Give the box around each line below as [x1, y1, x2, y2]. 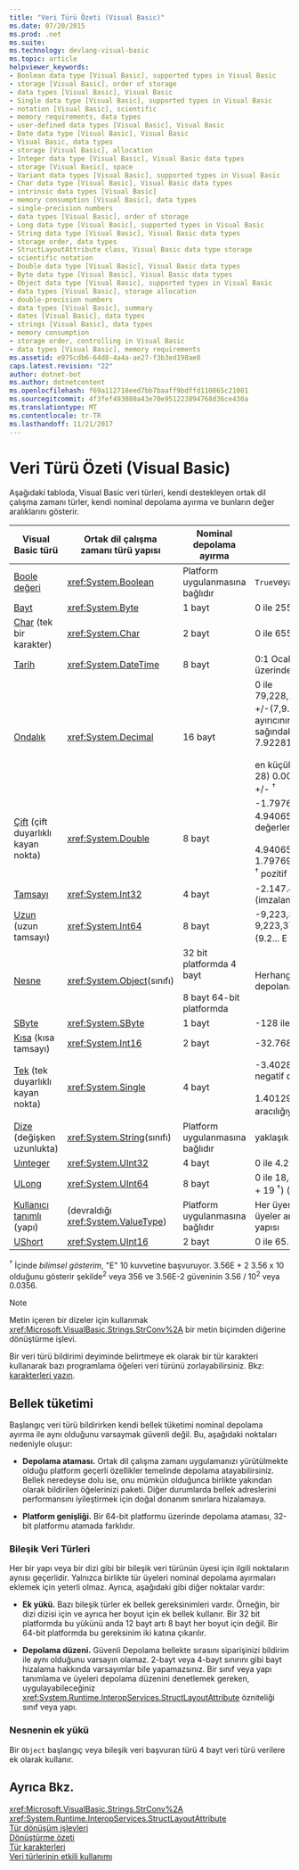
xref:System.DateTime [66, 658, 160, 671]
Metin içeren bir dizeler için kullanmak [9, 1315, 149, 1326]
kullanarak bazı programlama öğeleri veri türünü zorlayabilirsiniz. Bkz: [9, 1361, 265, 1371]
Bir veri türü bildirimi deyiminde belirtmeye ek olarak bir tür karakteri [9, 1351, 259, 1361]
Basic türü [13, 544, 59, 557]
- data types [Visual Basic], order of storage [9, 211, 190, 221]
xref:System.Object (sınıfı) [66, 974, 174, 987]
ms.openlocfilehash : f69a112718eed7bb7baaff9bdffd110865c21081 [9, 386, 249, 395]
